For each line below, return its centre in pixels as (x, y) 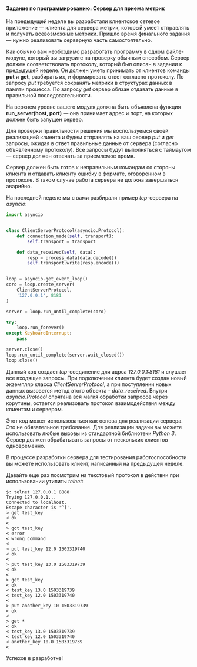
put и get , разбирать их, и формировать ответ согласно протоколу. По (95, 77)
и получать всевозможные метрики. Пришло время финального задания (98, 34)
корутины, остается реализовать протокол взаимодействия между (91, 403)
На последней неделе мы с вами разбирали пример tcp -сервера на (92, 198)
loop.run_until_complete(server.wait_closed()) (66, 355)
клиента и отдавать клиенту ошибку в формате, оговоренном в (86, 174)
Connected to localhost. (36, 502)
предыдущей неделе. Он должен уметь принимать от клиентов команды (98, 70)
